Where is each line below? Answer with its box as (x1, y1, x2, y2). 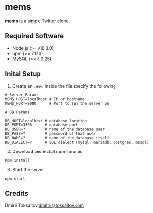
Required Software (5, 32, 64, 40)
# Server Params (5, 92, 38, 97)
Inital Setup (5, 70, 41, 78)
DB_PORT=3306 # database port (5, 122, 78, 127)
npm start (5, 176, 26, 181)
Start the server (12, 166, 44, 172)
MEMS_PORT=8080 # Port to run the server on (5, 101, 110, 106)
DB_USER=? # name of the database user (5, 127, 105, 132)
